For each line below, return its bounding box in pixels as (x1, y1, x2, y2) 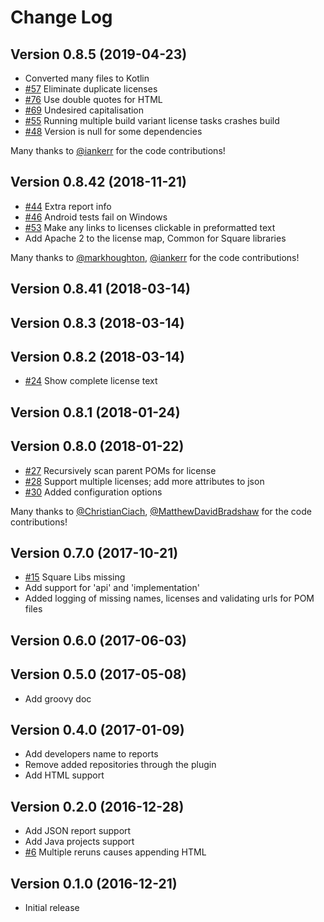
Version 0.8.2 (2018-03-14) (10, 348, 185, 365)
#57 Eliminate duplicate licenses (24, 83, 158, 95)
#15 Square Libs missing (24, 571, 126, 583)
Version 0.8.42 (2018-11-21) (10, 174, 187, 191)
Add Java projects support (24, 836, 135, 848)
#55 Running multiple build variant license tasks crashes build (24, 115, 280, 126)
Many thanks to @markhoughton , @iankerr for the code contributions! (10, 251, 300, 263)
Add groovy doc (24, 692, 92, 705)
